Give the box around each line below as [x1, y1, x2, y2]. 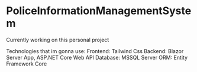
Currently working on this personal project [6, 36, 109, 43]
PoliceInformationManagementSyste [6, 4, 192, 18]
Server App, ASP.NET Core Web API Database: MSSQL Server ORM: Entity [6, 54, 188, 61]
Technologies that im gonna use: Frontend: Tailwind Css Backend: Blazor [6, 47, 184, 54]
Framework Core [6, 60, 47, 67]
